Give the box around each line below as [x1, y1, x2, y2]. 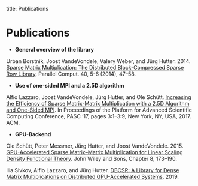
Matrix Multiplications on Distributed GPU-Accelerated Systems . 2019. [6, 173, 179, 180]
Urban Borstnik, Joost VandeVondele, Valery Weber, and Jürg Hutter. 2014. [6, 57, 191, 65]
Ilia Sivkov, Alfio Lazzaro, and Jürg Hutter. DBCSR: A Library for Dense [6, 166, 179, 173]
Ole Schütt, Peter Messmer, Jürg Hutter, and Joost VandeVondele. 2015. [6, 142, 184, 149]
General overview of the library [14, 46, 95, 53]
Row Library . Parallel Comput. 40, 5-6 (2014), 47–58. [6, 70, 136, 77]
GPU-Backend [14, 130, 51, 137]
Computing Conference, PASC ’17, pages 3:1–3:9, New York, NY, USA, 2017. [6, 112, 191, 119]
